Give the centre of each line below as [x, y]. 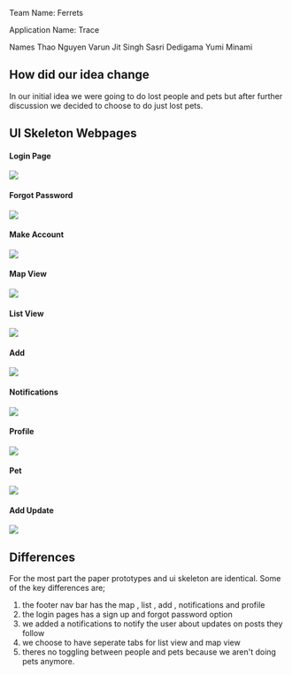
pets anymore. [48, 662]
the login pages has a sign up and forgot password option [127, 615]
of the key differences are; [58, 588]
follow [33, 633]
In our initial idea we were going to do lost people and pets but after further [146, 96]
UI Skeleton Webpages [73, 133]
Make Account [37, 234]
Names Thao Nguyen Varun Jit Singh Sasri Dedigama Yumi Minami [131, 47]
